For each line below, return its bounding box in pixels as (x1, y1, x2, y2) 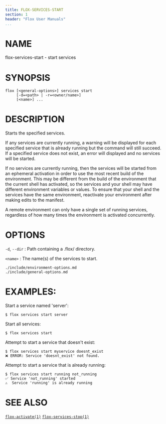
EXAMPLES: (5, 286, 56, 297)
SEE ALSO (5, 397, 48, 409)
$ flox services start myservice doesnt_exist (5, 349, 104, 354)
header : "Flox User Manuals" (5, 16, 66, 21)
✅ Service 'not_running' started (5, 376, 76, 381)
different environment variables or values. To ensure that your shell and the (5, 186, 160, 192)
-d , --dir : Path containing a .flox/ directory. (5, 246, 96, 252)
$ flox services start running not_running (5, 372, 97, 377)
